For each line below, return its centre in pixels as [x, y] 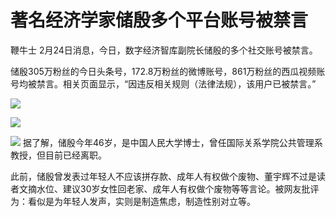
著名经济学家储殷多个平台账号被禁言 [159, 20]
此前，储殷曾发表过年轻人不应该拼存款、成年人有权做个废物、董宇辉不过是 [163, 176]
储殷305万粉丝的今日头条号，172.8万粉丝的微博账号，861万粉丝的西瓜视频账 [168, 71]
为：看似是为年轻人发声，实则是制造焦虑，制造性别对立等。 [133, 201]
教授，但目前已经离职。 [58, 155]
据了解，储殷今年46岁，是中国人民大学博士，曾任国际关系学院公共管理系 [172, 142]
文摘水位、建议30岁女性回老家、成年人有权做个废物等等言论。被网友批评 [169, 188]
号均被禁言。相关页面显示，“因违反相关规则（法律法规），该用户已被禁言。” [163, 83]
